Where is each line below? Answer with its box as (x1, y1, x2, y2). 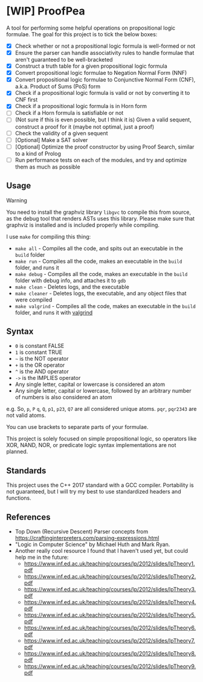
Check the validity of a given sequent (14, 129, 108, 137)
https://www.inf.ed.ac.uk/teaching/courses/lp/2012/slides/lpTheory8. (24, 650, 196, 657)
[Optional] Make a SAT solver (14, 136, 88, 143)
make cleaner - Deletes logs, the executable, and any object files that (14, 289, 187, 297)
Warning (6, 196, 27, 204)
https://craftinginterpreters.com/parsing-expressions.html (14, 535, 159, 541)
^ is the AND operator (14, 368, 69, 375)
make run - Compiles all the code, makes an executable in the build (14, 257, 182, 265)
